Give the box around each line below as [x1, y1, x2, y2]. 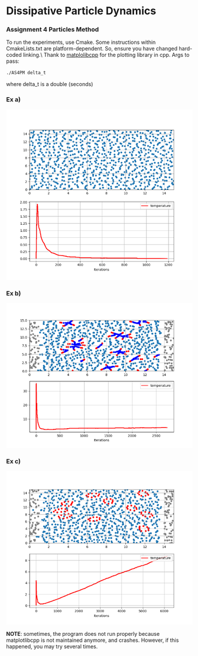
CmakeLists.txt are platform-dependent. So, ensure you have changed [6, 45, 178, 52]
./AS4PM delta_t [6, 70, 46, 76]
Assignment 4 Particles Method [6, 26, 99, 34]
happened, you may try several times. [6, 643, 98, 650]
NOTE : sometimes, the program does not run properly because [6, 630, 160, 638]
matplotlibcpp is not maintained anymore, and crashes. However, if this [6, 636, 179, 644]
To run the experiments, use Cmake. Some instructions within [6, 39, 156, 46]
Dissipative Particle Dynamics [6, 4, 157, 18]
